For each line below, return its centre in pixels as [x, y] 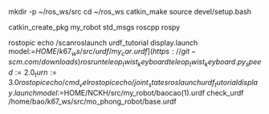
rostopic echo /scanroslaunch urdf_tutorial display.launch [103, 43]
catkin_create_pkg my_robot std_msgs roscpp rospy [94, 27]
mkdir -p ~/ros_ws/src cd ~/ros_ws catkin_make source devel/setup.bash [130, 12]
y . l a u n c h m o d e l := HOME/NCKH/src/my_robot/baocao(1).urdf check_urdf [126, 93]
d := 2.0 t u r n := [33, 73]
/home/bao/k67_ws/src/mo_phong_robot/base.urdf [92, 102]
